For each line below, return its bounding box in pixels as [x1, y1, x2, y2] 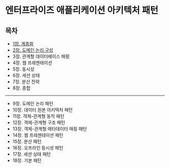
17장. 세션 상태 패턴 [12, 151, 51, 157]
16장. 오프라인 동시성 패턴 [12, 145, 63, 151]
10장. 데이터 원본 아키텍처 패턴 [12, 107, 73, 113]
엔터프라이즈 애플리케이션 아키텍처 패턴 [5, 5, 158, 16]
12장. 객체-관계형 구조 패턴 [12, 119, 66, 125]
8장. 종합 [12, 85, 31, 91]
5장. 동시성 [12, 66, 34, 72]
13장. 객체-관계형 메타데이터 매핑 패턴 [12, 126, 87, 132]
